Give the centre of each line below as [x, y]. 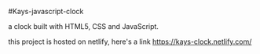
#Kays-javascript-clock [46, 11]
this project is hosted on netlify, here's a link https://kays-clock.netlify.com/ [130, 41]
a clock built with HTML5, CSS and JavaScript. [84, 26]
